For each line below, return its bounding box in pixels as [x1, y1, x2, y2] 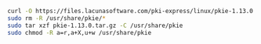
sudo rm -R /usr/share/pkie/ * [7, 14, 107, 22]
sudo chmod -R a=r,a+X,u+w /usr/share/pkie [7, 29, 152, 36]
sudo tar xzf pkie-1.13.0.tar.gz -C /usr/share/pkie [7, 22, 183, 29]
